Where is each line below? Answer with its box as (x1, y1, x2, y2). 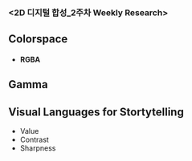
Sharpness (19, 143, 56, 153)
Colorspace (8, 32, 68, 46)
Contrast (19, 135, 50, 145)
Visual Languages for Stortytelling (8, 105, 185, 119)
